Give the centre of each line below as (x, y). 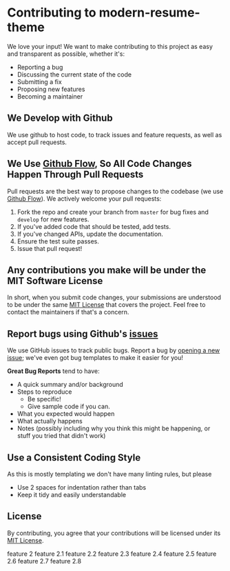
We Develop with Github (60, 118)
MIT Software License (55, 281)
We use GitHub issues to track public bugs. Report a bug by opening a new (114, 350)
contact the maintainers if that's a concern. (68, 312)
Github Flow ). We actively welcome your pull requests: (84, 199)
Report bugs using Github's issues (83, 333)
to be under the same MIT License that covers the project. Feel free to (106, 305)
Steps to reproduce (44, 392)
